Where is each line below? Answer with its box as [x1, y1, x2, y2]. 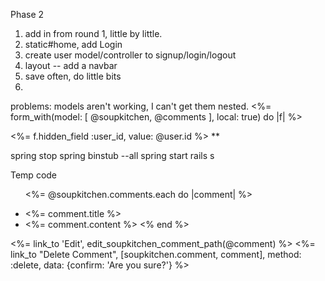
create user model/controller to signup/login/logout [24, 49, 237, 61]
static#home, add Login [24, 39, 123, 50]
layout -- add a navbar [24, 60, 118, 71]
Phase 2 [10, 9, 45, 20]
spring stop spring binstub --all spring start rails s [10, 150, 215, 161]
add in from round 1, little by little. [24, 28, 163, 39]
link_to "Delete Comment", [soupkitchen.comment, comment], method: [10, 249, 302, 260]
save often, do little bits [24, 70, 122, 82]
